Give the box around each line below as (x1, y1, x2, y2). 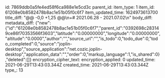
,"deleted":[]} (5, 57, 32, 62)
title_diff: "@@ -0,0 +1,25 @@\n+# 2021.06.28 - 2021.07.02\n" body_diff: (5, 15, 153, 20)
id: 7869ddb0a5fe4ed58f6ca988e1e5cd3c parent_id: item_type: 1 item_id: (5, 4, 155, 10)
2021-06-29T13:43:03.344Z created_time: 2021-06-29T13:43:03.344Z (5, 62, 149, 68)
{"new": (35, 20, 51, 26)
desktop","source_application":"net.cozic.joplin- (5, 46, 102, 52)
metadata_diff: (5, 20, 34, 26)
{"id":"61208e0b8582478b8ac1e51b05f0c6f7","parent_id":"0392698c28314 (5, 25, 159, 31)
